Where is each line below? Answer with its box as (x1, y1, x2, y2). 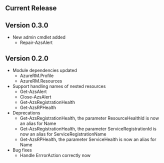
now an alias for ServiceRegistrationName (19, 131, 106, 137)
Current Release (5, 4, 57, 12)
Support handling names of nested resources (12, 83, 106, 89)
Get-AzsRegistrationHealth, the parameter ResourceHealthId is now (19, 115, 159, 121)
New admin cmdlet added (12, 34, 66, 40)
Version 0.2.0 (5, 54, 49, 62)
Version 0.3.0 (5, 21, 48, 29)
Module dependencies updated (12, 67, 77, 73)
